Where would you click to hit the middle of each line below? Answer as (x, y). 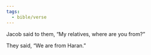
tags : (13, 12)
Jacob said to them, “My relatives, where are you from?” (76, 34)
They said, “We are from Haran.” (46, 46)
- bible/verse (29, 17)
